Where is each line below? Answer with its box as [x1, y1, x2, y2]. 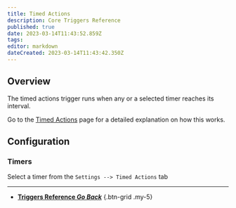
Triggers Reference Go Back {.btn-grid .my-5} [17, 193, 153, 201]
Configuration [7, 136, 70, 148]
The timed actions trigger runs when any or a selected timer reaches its [7, 94, 214, 103]
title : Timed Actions [7, 10, 71, 18]
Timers [7, 157, 32, 166]
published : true [7, 23, 55, 30]
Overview [7, 75, 51, 88]
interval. [7, 101, 31, 110]
